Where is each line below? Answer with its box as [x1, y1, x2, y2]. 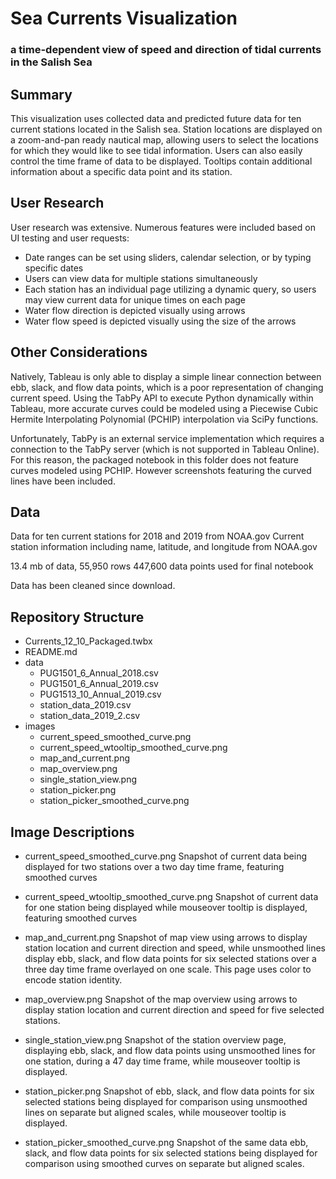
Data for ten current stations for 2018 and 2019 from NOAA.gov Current [10, 530, 305, 542]
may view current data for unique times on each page [24, 293, 247, 306]
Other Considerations [10, 344, 148, 361]
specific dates [24, 262, 84, 274]
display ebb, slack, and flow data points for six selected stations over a [24, 952, 317, 964]
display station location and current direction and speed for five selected [24, 1003, 325, 1016]
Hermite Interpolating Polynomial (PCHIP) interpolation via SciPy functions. [10, 413, 319, 425]
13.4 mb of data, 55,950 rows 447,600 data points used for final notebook [10, 560, 314, 572]
